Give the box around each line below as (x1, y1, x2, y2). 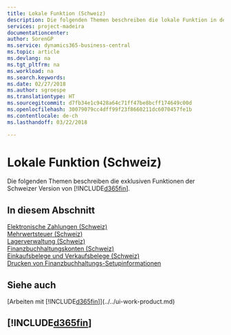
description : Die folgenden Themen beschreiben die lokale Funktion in (7, 17, 217, 23)
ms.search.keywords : (7, 74, 67, 81)
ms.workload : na (7, 67, 54, 74)
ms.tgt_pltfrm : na (7, 61, 60, 68)
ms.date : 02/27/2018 (7, 80, 67, 87)
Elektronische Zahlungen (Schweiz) (7, 223, 108, 231)
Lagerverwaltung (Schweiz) (7, 237, 86, 246)
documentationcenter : (7, 29, 69, 36)
